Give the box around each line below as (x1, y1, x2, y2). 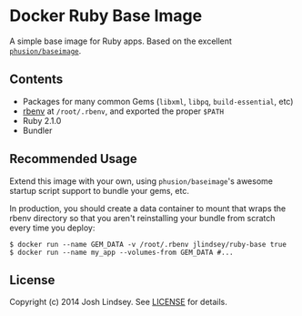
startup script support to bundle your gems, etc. (9, 185, 189, 196)
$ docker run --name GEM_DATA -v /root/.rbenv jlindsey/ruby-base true (9, 240, 287, 249)
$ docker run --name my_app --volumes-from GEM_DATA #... (9, 248, 234, 257)
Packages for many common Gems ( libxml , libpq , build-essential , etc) (22, 96, 294, 107)
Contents (9, 72, 64, 87)
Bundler (22, 125, 53, 136)
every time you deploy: (9, 222, 96, 233)
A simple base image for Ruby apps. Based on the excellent (9, 36, 232, 46)
